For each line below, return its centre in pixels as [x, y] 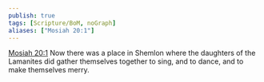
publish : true [32, 16]
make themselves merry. [49, 70]
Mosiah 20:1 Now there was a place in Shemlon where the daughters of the [132, 53]
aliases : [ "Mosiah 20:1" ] [51, 30]
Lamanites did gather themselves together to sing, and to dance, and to [126, 61]
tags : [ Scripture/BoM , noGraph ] [62, 23]
